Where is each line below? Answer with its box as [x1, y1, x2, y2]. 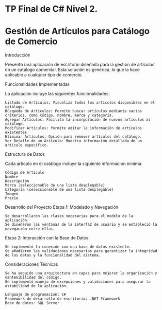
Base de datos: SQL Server [5, 301, 60, 306]
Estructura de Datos [5, 151, 45, 157]
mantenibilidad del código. [5, 275, 62, 280]
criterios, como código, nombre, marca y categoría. [5, 113, 114, 118]
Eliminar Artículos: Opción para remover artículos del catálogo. [5, 134, 142, 139]
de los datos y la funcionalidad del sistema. [5, 253, 101, 258]
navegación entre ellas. [5, 226, 55, 232]
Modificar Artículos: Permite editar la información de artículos [5, 126, 142, 131]
